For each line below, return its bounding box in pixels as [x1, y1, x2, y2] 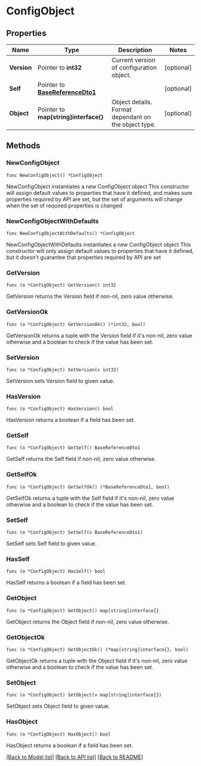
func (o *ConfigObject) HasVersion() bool [6, 406, 114, 412]
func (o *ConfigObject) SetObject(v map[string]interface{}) [6, 692, 162, 698]
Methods [6, 141, 41, 151]
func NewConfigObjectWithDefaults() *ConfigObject [6, 230, 135, 236]
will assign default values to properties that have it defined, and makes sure [6, 189, 193, 196]
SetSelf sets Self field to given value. [6, 540, 97, 547]
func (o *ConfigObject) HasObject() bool [6, 731, 111, 737]
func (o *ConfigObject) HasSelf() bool [6, 568, 106, 575]
